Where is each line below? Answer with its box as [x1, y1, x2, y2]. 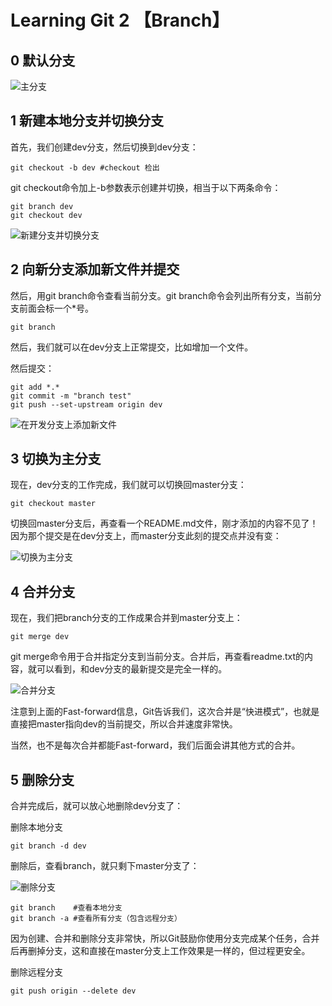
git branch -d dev [10, 841, 87, 851]
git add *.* [10, 382, 60, 392]
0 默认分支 [10, 52, 76, 69]
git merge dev [10, 632, 70, 642]
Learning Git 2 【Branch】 [10, 9, 230, 32]
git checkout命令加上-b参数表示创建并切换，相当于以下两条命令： [10, 181, 282, 193]
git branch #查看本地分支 [10, 903, 123, 913]
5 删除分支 [10, 771, 75, 788]
